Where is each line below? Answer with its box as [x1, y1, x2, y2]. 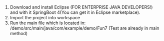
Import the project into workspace [9, 15, 80, 20]
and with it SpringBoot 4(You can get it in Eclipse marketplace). [9, 9, 140, 15]
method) [9, 31, 28, 36]
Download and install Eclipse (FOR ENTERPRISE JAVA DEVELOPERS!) [9, 4, 153, 10]
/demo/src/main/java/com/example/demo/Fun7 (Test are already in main [9, 25, 159, 31]
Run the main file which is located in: [9, 20, 86, 26]
